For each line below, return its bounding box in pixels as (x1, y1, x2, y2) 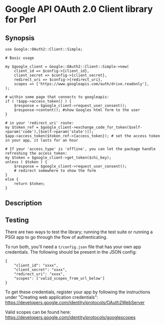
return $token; (14, 181, 45, 186)
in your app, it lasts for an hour (5, 138, 79, 143)
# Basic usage (5, 55, 35, 60)
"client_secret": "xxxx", (14, 268, 68, 272)
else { (5, 177, 19, 182)
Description (5, 199, 42, 208)
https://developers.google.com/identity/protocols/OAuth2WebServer (5, 300, 145, 306)
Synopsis (5, 34, 35, 42)
